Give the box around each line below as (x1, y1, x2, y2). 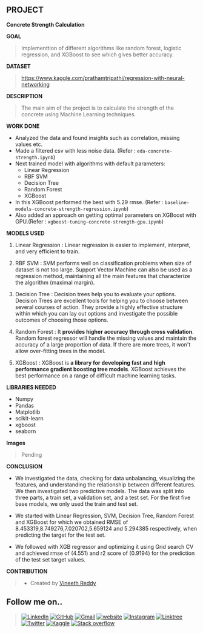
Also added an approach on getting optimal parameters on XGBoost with (15, 211, 197, 219)
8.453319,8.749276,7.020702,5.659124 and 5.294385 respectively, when (15, 525, 198, 532)
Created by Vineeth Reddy (30, 579, 96, 586)
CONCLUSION (6, 463, 42, 470)
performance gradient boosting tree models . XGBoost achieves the (15, 365, 186, 373)
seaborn (15, 427, 36, 435)
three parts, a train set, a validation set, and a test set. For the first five (15, 494, 191, 501)
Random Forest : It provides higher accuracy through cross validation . (15, 328, 194, 335)
